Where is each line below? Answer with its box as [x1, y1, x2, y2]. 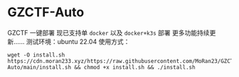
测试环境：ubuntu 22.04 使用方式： [26, 37, 130, 46]
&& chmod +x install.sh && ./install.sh [74, 64, 196, 71]
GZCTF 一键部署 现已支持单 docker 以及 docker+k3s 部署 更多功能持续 [7, 28, 210, 37]
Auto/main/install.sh [7, 64, 72, 71]
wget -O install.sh [7, 51, 65, 59]
